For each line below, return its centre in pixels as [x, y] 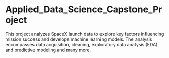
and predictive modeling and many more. [48, 50]
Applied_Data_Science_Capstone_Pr [84, 9]
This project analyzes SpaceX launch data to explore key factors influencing [85, 34]
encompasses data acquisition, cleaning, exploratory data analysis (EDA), [82, 44]
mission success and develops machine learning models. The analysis [79, 39]
